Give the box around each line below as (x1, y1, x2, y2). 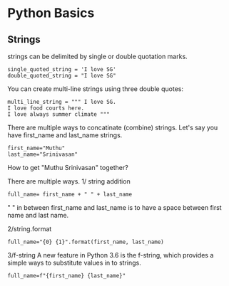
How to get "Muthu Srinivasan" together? (7, 164, 128, 171)
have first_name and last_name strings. (7, 131, 123, 139)
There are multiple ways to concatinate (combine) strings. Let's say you (7, 123, 218, 132)
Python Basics (7, 5, 95, 21)
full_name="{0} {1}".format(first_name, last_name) (7, 238, 164, 245)
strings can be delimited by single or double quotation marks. (7, 52, 188, 60)
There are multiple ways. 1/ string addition (7, 177, 131, 186)
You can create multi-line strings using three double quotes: (7, 85, 184, 93)
